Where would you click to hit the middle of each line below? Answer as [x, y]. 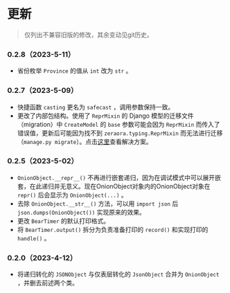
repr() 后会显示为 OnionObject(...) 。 [72, 195]
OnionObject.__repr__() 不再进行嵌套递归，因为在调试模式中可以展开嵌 [119, 177]
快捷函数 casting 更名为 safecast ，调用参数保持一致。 [96, 107]
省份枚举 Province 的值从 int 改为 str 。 [74, 71]
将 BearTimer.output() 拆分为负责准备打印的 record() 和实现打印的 [113, 229]
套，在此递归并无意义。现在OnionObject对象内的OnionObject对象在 [114, 186]
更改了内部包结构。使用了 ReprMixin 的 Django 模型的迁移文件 [105, 116]
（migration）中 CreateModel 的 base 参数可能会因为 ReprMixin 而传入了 [118, 124]
